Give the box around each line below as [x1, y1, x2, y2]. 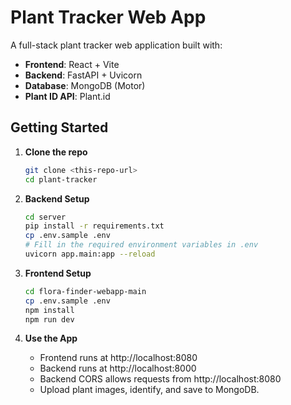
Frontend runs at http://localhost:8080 [39, 352, 198, 364]
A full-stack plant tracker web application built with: [10, 39, 223, 51]
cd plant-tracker [24, 174, 98, 185]
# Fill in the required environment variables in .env [24, 240, 259, 250]
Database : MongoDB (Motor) [24, 79, 146, 91]
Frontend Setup [24, 267, 92, 279]
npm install [24, 305, 75, 315]
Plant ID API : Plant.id [24, 90, 111, 102]
